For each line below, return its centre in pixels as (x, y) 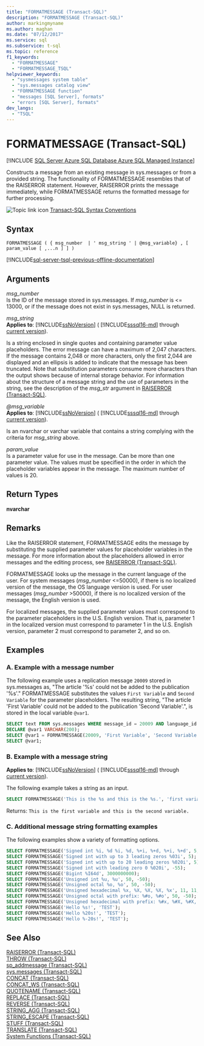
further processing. (30, 198)
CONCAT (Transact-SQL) (38, 978)
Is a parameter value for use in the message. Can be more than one (90, 455)
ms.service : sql (27, 40)
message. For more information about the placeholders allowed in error (95, 556)
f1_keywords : (23, 57)
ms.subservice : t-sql (34, 46)
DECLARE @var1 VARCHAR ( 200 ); (43, 730)
